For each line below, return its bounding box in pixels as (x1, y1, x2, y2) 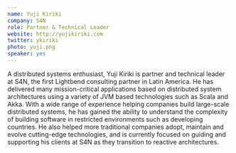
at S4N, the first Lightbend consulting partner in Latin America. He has (7, 77, 214, 85)
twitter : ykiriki (7, 37, 59, 44)
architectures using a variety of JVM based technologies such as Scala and (7, 92, 229, 100)
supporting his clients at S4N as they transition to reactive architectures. (7, 137, 219, 146)
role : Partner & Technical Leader (7, 23, 110, 31)
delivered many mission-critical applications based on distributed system (7, 85, 222, 93)
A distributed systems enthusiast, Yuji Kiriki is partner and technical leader (7, 69, 225, 78)
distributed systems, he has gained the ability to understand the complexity (7, 107, 228, 116)
